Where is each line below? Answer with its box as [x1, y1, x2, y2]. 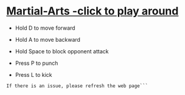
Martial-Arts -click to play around [6, 4, 179, 18]
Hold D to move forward [15, 24, 75, 31]
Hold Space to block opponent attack [15, 47, 109, 55]
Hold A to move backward [15, 36, 81, 43]
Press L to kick [15, 71, 53, 78]
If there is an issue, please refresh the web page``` [6, 83, 148, 89]
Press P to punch [15, 59, 58, 67]
